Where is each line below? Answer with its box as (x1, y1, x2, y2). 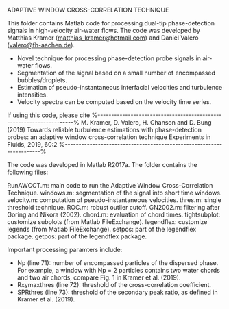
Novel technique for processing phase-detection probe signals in (16, 54, 201, 62)
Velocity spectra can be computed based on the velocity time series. (16, 98, 212, 106)
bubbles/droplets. (16, 76, 67, 84)
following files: (7, 168, 49, 176)
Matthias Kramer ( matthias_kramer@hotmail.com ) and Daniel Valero (7, 34, 199, 42)
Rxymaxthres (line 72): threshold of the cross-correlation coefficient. (16, 281, 211, 288)
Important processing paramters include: (7, 246, 123, 254)
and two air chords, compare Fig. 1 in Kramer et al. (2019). (16, 273, 181, 282)
